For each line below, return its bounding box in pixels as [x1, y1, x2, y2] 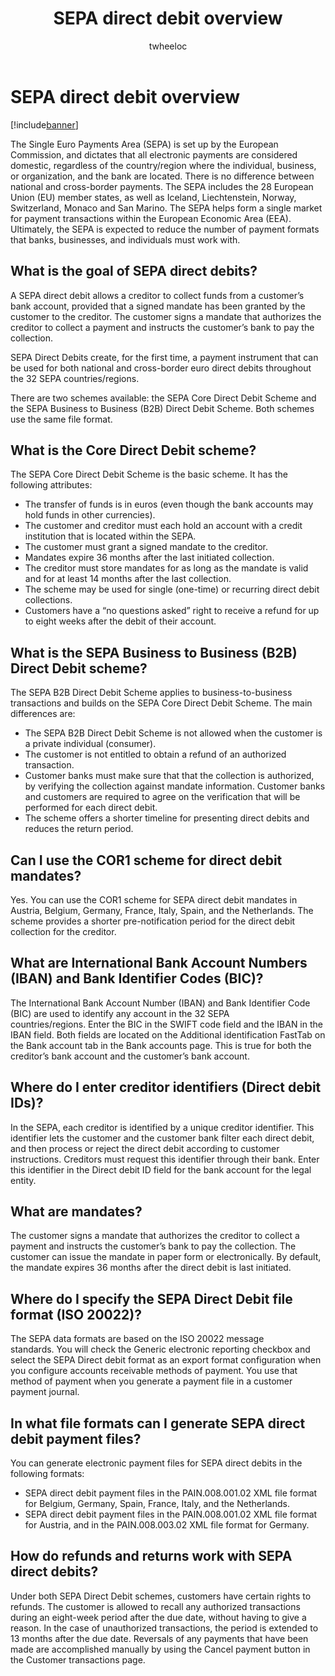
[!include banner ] [10, 118, 79, 131]
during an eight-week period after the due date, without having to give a [10, 1611, 307, 1623]
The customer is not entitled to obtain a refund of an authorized [24, 748, 287, 761]
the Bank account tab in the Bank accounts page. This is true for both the [10, 1039, 312, 1051]
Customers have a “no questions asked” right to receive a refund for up [24, 605, 320, 617]
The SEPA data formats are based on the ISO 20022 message [10, 1333, 265, 1345]
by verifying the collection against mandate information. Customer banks [24, 780, 326, 792]
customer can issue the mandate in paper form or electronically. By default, [10, 1251, 322, 1263]
